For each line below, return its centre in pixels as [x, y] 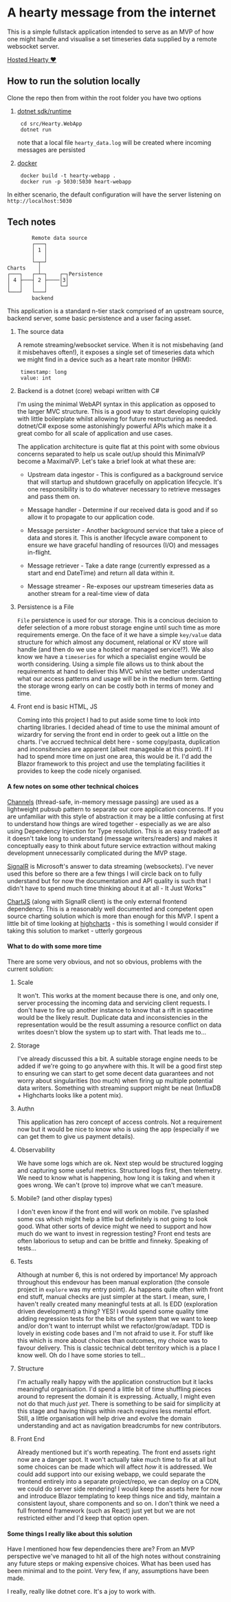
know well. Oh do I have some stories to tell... [81, 1355]
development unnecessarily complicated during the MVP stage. [97, 853]
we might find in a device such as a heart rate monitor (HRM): [104, 359]
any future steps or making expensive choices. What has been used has [109, 1564]
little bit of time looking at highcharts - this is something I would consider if [113, 923]
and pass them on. [54, 496]
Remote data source [60, 238]
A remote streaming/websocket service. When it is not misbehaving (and [120, 344]
